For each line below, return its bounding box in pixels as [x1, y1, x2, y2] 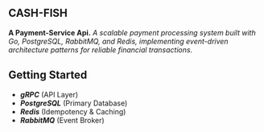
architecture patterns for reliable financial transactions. [8, 44, 193, 55]
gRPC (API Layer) [19, 89, 79, 99]
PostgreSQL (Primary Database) [19, 98, 128, 108]
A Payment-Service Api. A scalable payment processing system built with [8, 27, 256, 37]
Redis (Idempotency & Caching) [19, 106, 126, 116]
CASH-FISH [8, 6, 68, 20]
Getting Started [8, 68, 88, 82]
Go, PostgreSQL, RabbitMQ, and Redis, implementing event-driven [8, 36, 229, 46]
